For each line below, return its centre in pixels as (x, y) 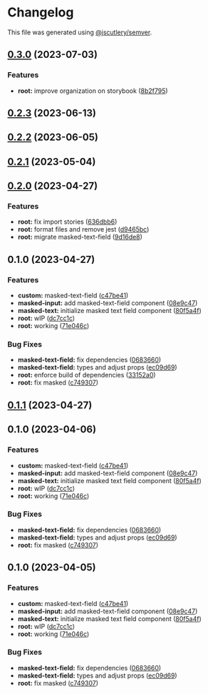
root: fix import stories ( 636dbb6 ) (67, 222)
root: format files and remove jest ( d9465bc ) (83, 229)
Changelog (41, 13)
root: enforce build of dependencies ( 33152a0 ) (87, 375)
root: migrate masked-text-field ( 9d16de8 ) (80, 237)
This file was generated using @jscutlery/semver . (80, 32)
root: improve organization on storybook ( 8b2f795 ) (93, 91)
